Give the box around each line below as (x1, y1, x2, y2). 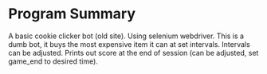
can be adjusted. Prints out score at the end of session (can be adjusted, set (8, 48, 259, 57)
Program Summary (8, 5, 136, 23)
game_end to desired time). (8, 56, 98, 66)
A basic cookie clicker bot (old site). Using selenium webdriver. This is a (8, 31, 245, 41)
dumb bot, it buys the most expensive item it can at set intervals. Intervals (8, 39, 251, 49)
